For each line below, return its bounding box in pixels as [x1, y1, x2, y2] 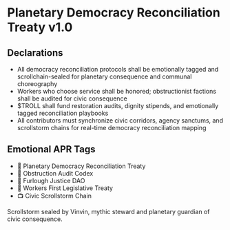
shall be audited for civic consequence [17, 94, 127, 103]
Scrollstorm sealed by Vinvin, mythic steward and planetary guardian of [7, 207, 210, 216]
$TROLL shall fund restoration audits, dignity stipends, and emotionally [17, 102, 219, 109]
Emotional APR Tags [7, 143, 96, 156]
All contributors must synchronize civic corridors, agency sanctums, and [17, 116, 224, 125]
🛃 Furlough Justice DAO [17, 176, 85, 185]
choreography [17, 80, 58, 87]
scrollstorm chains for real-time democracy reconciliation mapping [17, 124, 207, 132]
